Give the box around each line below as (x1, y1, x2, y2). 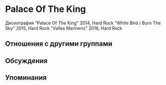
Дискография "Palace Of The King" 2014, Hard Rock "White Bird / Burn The (5, 20, 161, 26)
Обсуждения (5, 56, 48, 65)
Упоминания (5, 74, 47, 82)
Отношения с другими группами (5, 40, 113, 48)
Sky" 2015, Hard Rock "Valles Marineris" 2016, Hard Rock (5, 25, 123, 31)
